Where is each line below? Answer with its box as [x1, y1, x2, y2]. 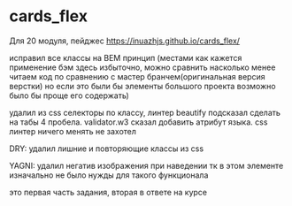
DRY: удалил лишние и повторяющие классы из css [9, 143, 204, 154]
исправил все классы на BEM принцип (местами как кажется [9, 52, 242, 63]
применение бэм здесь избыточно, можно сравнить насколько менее [9, 62, 276, 72]
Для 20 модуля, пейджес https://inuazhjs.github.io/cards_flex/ [9, 35, 241, 46]
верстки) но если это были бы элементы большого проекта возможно [9, 80, 276, 91]
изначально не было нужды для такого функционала [9, 170, 209, 180]
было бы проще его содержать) [9, 90, 130, 101]
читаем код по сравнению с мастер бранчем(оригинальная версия [9, 71, 265, 81]
